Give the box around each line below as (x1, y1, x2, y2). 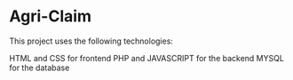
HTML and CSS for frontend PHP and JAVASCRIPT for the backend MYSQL (9, 52, 284, 63)
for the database (9, 62, 70, 73)
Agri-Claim (9, 6, 91, 27)
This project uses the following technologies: (9, 36, 173, 46)
